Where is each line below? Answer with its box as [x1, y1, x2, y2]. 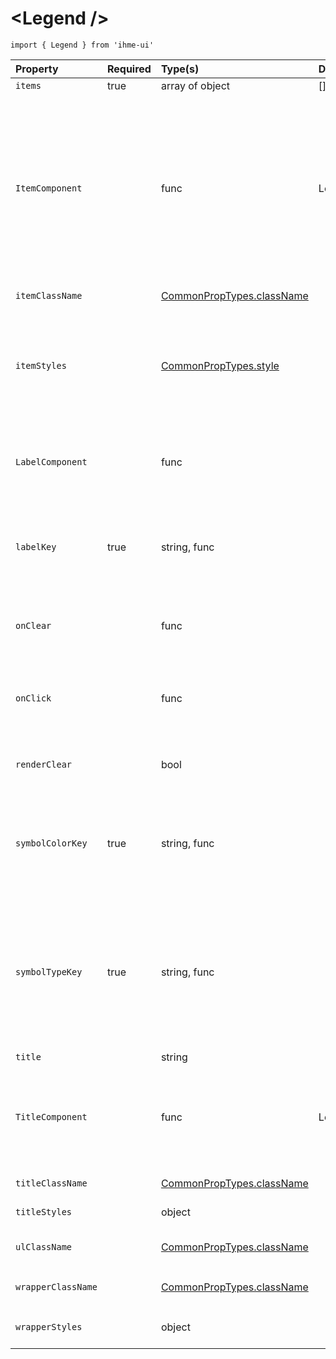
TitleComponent [15, 1111, 88, 1122]
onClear [15, 620, 52, 631]
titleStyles [15, 1206, 73, 1217]
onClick [15, 692, 52, 704]
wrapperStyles [15, 1321, 83, 1332]
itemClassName [15, 290, 83, 301]
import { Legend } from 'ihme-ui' [10, 40, 155, 50]
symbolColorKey [15, 837, 88, 849]
